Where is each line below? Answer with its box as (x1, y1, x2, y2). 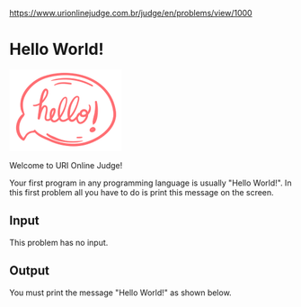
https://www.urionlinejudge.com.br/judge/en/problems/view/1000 (9, 8, 253, 18)
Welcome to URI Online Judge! (9, 159, 123, 170)
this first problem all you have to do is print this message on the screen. (9, 186, 274, 197)
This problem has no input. (9, 237, 109, 248)
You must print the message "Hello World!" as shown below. (9, 287, 232, 298)
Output (9, 263, 49, 278)
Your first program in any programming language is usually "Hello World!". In (9, 177, 292, 188)
